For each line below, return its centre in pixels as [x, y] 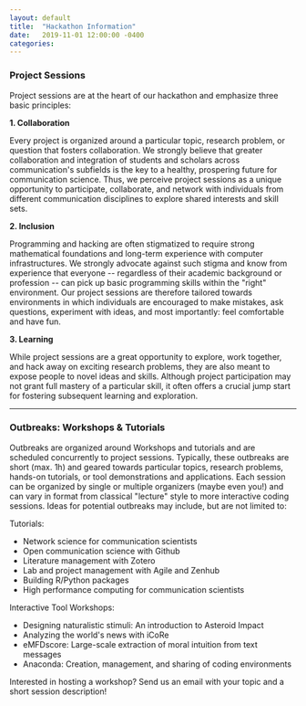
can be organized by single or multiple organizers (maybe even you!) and [147, 486]
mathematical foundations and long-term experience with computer [137, 253]
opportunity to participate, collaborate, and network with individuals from [147, 189]
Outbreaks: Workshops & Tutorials [87, 427]
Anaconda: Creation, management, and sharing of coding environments [157, 664]
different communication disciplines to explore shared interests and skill [144, 198]
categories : [32, 43]
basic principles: [40, 105]
